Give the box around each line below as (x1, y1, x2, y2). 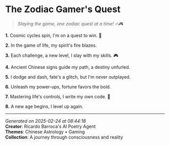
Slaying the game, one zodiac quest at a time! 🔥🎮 (17, 20, 123, 26)
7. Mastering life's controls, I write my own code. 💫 (5, 93, 111, 99)
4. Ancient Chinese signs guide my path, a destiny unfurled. (5, 64, 131, 70)
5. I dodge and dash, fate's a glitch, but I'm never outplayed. (5, 74, 131, 80)
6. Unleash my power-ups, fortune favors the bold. (5, 84, 111, 90)
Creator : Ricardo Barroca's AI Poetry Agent (5, 123, 96, 129)
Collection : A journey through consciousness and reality (5, 134, 123, 140)
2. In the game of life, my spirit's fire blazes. (5, 42, 97, 48)
